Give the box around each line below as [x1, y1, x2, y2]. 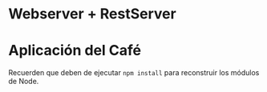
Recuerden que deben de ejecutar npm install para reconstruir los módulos [8, 68, 260, 78]
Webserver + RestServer [8, 5, 176, 23]
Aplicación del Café [8, 42, 142, 60]
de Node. [8, 77, 39, 86]
